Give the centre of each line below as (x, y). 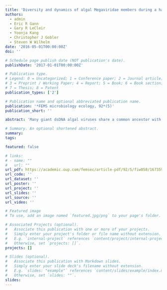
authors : (14, 14)
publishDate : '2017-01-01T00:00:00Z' (44, 65)
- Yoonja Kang (24, 33)
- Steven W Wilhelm (30, 42)
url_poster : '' (21, 184)
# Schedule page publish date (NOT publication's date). (65, 60)
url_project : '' (22, 188)
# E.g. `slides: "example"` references (49, 271)
